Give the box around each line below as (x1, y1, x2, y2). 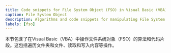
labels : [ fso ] (5, 21, 36, 27)
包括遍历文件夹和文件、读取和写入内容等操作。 (18, 42, 117, 48)
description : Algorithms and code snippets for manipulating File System (5, 17, 165, 22)
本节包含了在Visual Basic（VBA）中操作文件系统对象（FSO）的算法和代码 (5, 36, 160, 42)
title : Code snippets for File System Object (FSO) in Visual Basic (5, 7, 154, 13)
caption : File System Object (5, 12, 67, 17)
